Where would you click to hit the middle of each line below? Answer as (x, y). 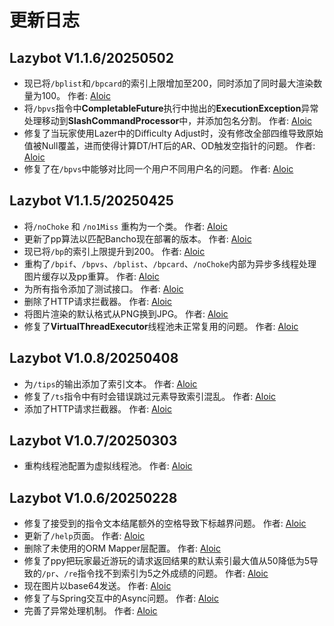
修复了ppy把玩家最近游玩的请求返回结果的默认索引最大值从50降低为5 (166, 561)
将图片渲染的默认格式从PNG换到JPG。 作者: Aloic (126, 313)
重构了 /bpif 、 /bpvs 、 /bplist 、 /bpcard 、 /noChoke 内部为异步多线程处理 (170, 263)
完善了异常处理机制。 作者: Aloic (90, 611)
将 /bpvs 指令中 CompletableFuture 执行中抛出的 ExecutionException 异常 (171, 108)
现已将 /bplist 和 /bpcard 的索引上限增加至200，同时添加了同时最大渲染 (168, 83)
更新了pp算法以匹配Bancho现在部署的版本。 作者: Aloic (137, 238)
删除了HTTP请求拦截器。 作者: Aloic (97, 301)
